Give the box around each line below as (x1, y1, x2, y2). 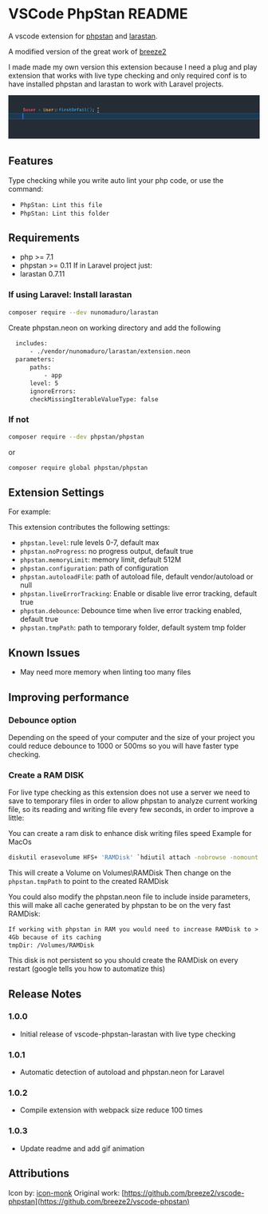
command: (8, 184, 44, 193)
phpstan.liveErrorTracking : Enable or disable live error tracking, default (19, 589, 258, 599)
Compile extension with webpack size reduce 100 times (19, 1105, 203, 1115)
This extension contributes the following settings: (8, 523, 170, 532)
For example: (8, 507, 52, 516)
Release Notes (8, 987, 82, 1001)
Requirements (8, 231, 80, 245)
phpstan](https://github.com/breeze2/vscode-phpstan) (8, 1196, 190, 1206)
